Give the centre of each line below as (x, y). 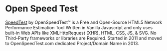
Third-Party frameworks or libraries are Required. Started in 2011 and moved (83, 38)
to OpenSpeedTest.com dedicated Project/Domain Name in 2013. (72, 43)
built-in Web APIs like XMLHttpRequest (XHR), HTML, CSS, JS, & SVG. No (81, 33)
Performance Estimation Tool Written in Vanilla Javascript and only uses (79, 27)
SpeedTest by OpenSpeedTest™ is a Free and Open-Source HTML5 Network (84, 22)
